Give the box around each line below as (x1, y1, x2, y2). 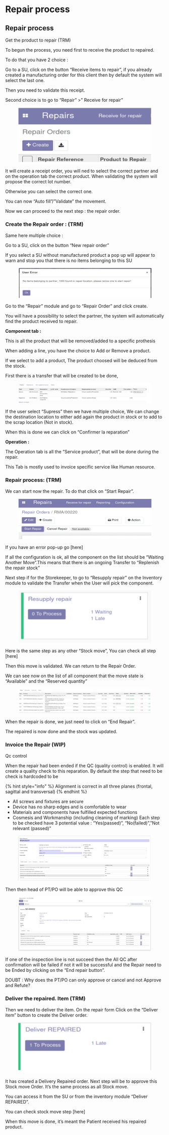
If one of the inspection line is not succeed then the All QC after (5, 956, 137, 963)
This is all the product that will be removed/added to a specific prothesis (5, 338, 155, 344)
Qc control (5, 753, 27, 759)
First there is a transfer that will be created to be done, (5, 373, 119, 379)
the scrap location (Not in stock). (5, 419, 74, 425)
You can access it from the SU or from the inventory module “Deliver (5, 1093, 148, 1100)
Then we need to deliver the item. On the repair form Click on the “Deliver (5, 1006, 158, 1012)
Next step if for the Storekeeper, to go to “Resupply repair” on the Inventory (5, 575, 162, 581)
